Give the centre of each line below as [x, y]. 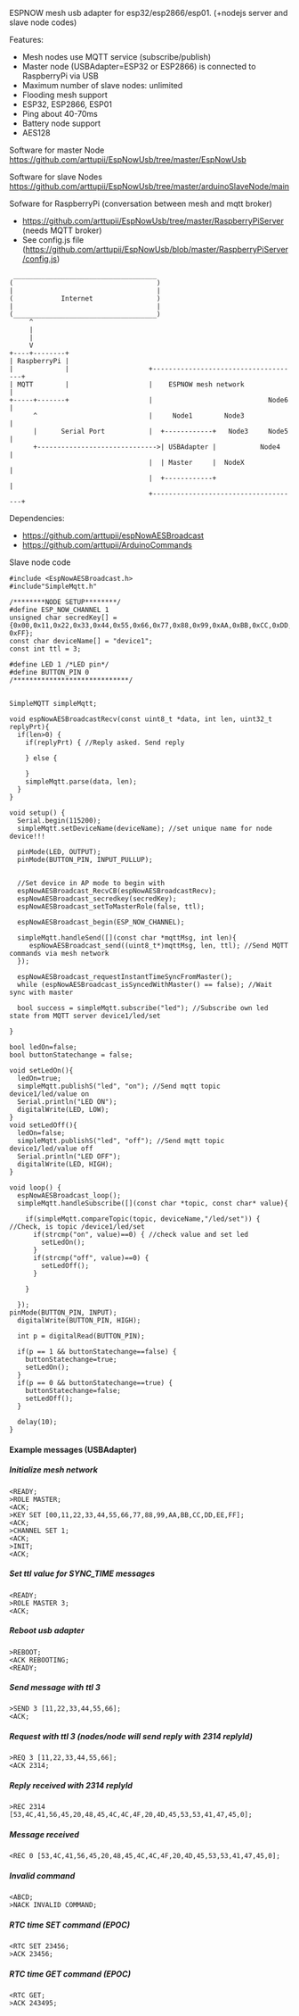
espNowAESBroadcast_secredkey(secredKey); [97, 899]
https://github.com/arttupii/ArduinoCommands [107, 545]
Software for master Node [57, 150]
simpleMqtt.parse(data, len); [81, 782]
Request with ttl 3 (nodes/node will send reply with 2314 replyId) [131, 1737]
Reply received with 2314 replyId [71, 1786]
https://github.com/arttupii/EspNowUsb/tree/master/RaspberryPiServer [153, 221]
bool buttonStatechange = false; [71, 1055]
